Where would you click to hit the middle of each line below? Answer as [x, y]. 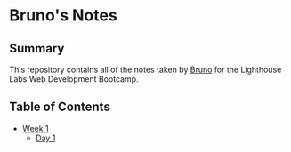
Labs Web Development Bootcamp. [74, 79]
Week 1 [35, 128]
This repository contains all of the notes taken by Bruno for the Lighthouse [145, 69]
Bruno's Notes [63, 16]
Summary [37, 48]
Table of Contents [60, 107]
